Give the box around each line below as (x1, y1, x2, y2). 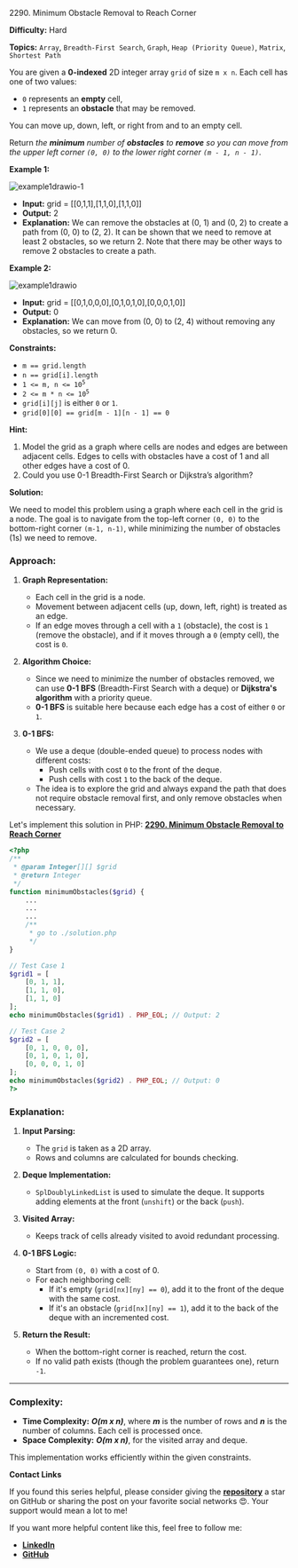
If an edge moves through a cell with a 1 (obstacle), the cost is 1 (35, 621, 269, 631)
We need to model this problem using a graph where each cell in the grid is (9, 504, 284, 514)
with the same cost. (48, 1294, 122, 1304)
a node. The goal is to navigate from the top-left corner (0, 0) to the (9, 514, 260, 524)
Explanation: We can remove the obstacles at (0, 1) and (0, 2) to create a (21, 218, 289, 227)
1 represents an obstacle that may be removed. (21, 103, 197, 114)
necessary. (35, 803, 76, 813)
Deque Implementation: (21, 1169, 112, 1180)
